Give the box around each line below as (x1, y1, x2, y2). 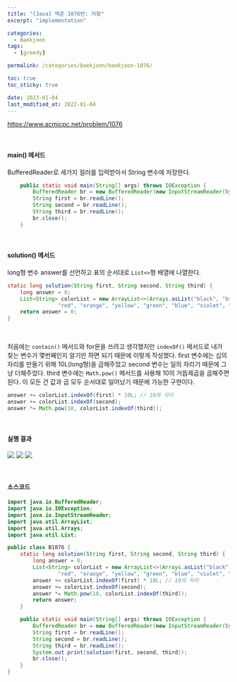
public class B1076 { (7, 544, 71, 551)
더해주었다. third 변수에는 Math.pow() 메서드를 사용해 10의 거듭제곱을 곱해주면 (14, 369, 230, 378)
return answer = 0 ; (20, 309, 78, 316)
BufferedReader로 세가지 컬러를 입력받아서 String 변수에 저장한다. (7, 167, 191, 177)
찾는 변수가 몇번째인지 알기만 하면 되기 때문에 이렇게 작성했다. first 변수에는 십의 (7, 351, 228, 360)
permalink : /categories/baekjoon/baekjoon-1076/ (7, 62, 153, 69)
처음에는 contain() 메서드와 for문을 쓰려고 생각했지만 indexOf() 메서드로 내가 (7, 342, 223, 351)
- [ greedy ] (13, 49, 46, 56)
